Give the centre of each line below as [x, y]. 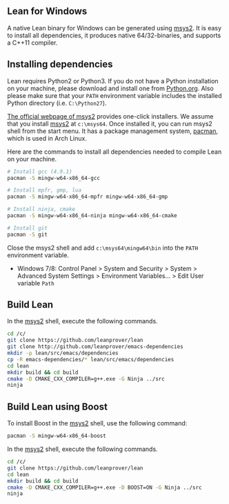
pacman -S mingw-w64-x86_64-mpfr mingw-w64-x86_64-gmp [88, 197]
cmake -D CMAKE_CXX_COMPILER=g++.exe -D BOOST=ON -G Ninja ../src [104, 487]
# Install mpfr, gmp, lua [44, 190]
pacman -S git [28, 234]
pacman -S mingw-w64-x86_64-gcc [53, 178]
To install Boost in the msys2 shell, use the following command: [97, 423]
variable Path [36, 283]
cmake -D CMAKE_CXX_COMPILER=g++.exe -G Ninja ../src [86, 379]
